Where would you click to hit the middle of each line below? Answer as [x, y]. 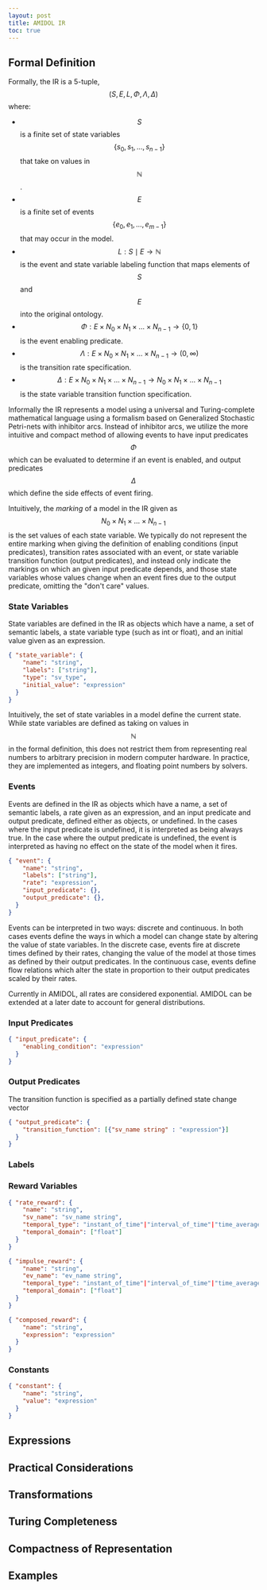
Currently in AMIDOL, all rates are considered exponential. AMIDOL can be [130, 994]
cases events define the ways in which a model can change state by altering [133, 936]
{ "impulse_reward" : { [46, 1261]
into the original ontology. [61, 314]
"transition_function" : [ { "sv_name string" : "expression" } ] [126, 1130]
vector [19, 1107]
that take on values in [55, 161]
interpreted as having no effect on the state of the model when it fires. [123, 846]
